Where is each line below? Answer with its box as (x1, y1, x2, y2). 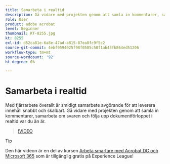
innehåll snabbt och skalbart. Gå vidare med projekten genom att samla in (5, 107, 159, 114)
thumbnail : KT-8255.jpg (5, 31, 56, 36)
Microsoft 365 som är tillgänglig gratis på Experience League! (5, 153, 134, 159)
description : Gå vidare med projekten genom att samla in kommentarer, (5, 12, 159, 17)
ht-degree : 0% (5, 59, 35, 64)
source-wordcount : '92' (5, 54, 56, 60)
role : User (5, 17, 28, 22)
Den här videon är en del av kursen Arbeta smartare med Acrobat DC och (5, 148, 158, 154)
